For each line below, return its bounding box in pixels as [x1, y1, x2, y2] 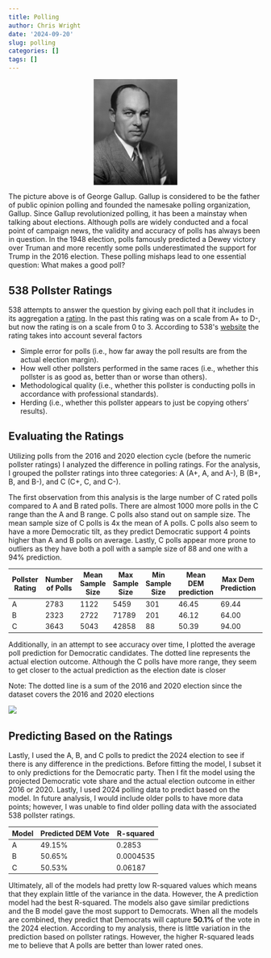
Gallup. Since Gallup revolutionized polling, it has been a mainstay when [8, 209, 248, 219]
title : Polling [8, 13, 60, 21]
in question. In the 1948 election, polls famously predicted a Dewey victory [8, 235, 256, 244]
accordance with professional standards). [19, 389, 159, 398]
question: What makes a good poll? [8, 260, 126, 270]
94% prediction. [8, 552, 62, 562]
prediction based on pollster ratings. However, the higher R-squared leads [8, 932, 255, 942]
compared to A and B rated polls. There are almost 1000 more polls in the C [8, 501, 259, 510]
